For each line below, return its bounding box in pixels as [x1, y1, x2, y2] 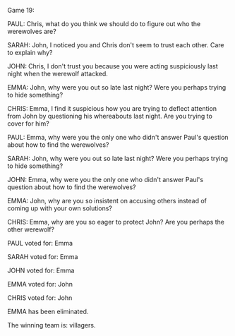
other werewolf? [7, 225, 55, 234]
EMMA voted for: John [7, 280, 73, 288]
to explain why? [7, 49, 53, 56]
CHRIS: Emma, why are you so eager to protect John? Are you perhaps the [7, 218, 224, 226]
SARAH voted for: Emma [7, 253, 78, 260]
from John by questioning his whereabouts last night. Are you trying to [7, 112, 213, 120]
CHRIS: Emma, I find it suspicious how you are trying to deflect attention [7, 104, 217, 112]
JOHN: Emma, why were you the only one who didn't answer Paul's [7, 176, 203, 184]
